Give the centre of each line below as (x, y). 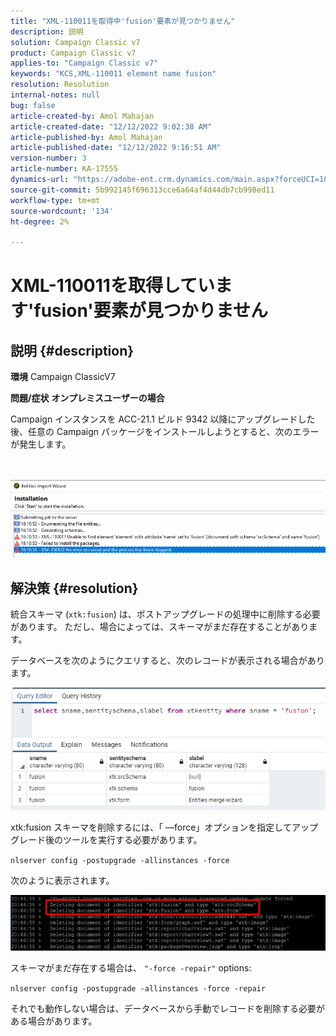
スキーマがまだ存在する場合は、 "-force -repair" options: (131, 968)
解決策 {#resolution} (74, 588)
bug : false (33, 105)
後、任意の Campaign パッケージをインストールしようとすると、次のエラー (165, 432)
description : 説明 (47, 31)
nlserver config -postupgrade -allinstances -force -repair (138, 989)
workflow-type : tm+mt (55, 200)
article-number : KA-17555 (64, 169)
